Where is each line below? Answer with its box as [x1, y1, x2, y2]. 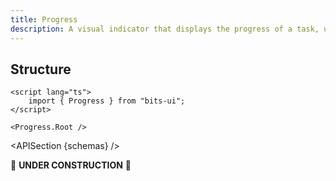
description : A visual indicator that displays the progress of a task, [10, 24, 320, 34]
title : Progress [10, 14, 78, 25]
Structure [10, 61, 72, 78]
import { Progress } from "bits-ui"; [28, 96, 186, 106]
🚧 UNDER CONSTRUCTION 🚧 [10, 159, 132, 171]
